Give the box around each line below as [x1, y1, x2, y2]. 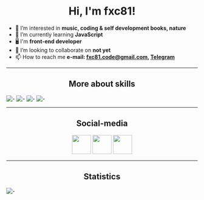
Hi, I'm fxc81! [68, 4, 136, 18]
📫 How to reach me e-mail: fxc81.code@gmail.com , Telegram [15, 53, 175, 60]
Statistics [83, 171, 121, 182]
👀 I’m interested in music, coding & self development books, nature [15, 24, 186, 32]
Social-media [76, 119, 128, 129]
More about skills [69, 79, 135, 89]
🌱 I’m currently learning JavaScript [15, 30, 103, 38]
